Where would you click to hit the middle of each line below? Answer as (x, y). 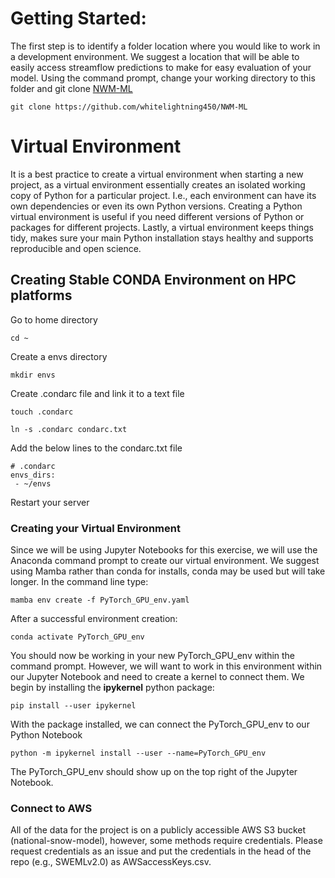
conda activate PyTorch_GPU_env (77, 637)
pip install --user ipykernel (73, 705)
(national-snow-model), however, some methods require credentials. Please (166, 841)
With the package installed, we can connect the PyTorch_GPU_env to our (160, 724)
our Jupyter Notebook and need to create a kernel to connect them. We (157, 676)
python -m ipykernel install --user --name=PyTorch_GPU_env (138, 753)
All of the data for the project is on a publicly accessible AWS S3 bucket (158, 830)
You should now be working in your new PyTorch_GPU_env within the (153, 655)
